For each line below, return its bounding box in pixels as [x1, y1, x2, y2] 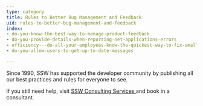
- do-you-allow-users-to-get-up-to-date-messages [6, 48, 134, 54]
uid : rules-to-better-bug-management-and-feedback [6, 20, 137, 26]
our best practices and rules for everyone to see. [6, 75, 128, 83]
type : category [6, 8, 45, 15]
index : [6, 25, 23, 32]
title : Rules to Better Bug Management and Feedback [6, 14, 142, 20]
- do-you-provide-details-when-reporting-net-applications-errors [6, 37, 177, 43]
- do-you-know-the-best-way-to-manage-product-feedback [6, 31, 150, 37]
